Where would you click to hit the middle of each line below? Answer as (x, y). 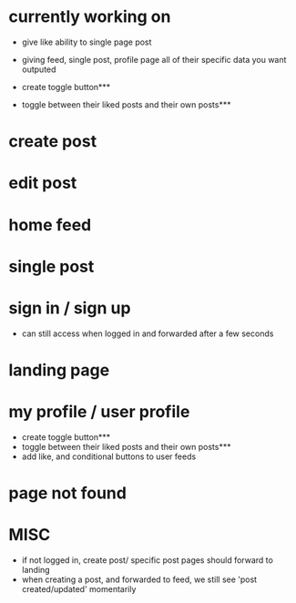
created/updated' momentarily (79, 588)
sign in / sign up (70, 308)
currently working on (90, 17)
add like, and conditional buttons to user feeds (109, 456)
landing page (59, 370)
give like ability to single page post (87, 42)
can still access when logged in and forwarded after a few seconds (148, 333)
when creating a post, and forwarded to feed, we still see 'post (139, 579)
